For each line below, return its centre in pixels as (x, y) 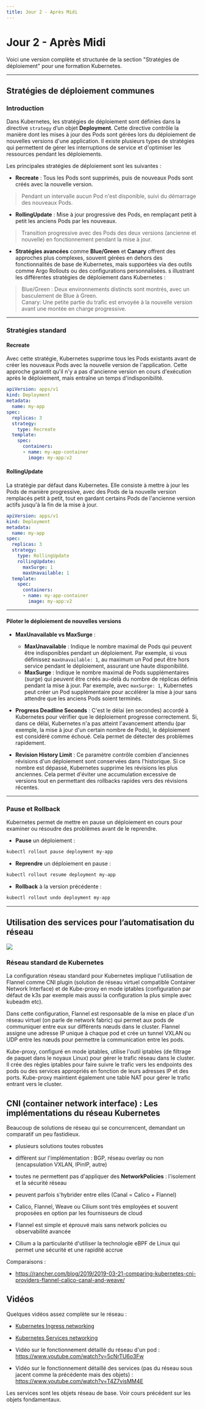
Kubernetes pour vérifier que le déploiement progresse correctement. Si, (106, 717)
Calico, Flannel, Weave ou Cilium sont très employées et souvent (96, 1207)
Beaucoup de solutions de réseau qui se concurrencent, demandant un (95, 1128)
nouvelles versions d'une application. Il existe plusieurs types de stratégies (101, 141)
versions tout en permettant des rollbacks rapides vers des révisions (101, 781)
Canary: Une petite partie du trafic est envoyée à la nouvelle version (107, 302)
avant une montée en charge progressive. (74, 309)
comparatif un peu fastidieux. (43, 1134)
